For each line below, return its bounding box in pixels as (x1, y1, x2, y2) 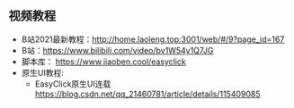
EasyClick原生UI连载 (34, 79, 111, 89)
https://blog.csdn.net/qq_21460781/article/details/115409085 (34, 88, 262, 99)
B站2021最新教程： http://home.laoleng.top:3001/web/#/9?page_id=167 (21, 34, 285, 45)
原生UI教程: (21, 67, 65, 78)
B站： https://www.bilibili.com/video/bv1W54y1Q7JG (21, 45, 214, 55)
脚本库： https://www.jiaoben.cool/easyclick (21, 56, 186, 67)
